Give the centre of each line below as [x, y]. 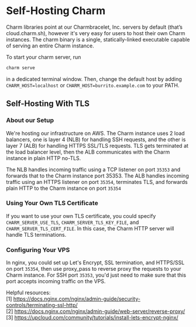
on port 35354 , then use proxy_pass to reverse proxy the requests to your [94, 269]
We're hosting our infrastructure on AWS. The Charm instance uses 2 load [96, 133]
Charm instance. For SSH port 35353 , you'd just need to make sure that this [96, 275]
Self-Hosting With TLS [48, 104]
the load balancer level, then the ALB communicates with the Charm [88, 152]
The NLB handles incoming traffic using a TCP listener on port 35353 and [93, 169]
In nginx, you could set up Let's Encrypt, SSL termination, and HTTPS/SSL [95, 263]
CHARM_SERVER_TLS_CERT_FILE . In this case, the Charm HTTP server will [90, 228]
